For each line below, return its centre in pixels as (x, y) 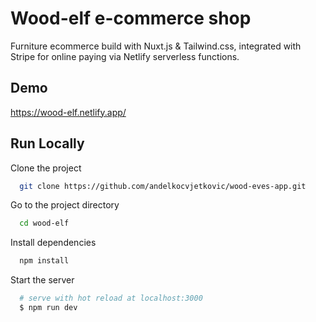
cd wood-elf (44, 223)
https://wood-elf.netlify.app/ (68, 112)
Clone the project (46, 168)
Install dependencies (53, 243)
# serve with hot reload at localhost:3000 (111, 298)
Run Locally (47, 143)
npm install (44, 261)
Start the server (42, 280)
